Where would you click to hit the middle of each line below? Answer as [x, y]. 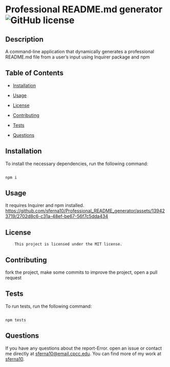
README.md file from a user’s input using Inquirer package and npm [78, 57]
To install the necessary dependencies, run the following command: [77, 164]
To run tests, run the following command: [49, 306]
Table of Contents [35, 73]
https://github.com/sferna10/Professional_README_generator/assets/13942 [85, 211]
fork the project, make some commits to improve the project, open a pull [81, 272]
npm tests [16, 320]
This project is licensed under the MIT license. [69, 244]
